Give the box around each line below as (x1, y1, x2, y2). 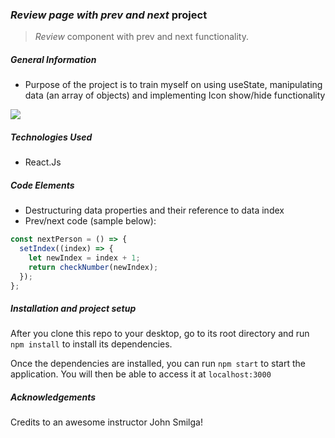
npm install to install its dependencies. (10, 338, 173, 350)
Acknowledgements (10, 391, 97, 403)
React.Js (24, 156, 62, 168)
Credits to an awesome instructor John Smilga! (10, 416, 203, 428)
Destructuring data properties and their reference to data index (24, 204, 285, 217)
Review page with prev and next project (10, 8, 208, 22)
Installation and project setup (10, 303, 137, 315)
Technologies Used (10, 131, 93, 143)
